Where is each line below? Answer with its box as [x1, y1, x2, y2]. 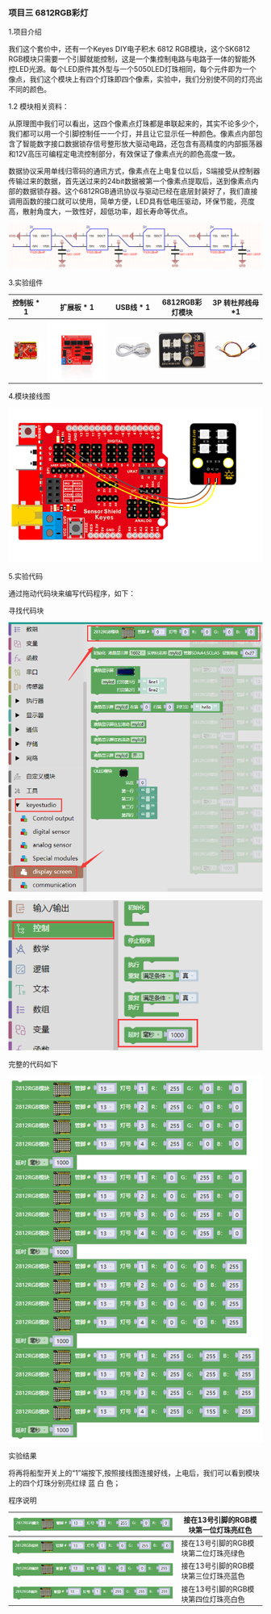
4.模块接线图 [8, 392, 51, 401]
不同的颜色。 [8, 85, 51, 94]
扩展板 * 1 [60, 302, 94, 312]
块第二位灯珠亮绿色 [181, 1549, 245, 1558]
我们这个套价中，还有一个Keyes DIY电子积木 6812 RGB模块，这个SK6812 [8, 44, 251, 54]
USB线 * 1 [115, 302, 151, 312]
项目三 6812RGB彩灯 [8, 6, 89, 18]
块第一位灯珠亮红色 [188, 1524, 252, 1535]
